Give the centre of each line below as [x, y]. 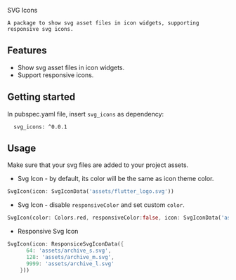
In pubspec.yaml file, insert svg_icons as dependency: [86, 114]
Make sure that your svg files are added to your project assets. [98, 165]
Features [27, 51]
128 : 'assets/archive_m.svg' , [70, 257]
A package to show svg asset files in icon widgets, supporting [103, 23]
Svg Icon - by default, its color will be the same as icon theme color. [116, 179]
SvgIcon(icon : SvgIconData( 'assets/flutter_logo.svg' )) [91, 192]
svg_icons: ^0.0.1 [41, 127]
